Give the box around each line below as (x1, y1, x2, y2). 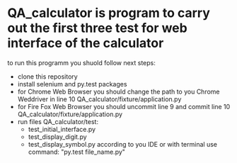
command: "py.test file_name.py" (28, 147, 126, 156)
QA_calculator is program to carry (7, 5, 211, 21)
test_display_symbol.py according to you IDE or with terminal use (28, 140, 218, 148)
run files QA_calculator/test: (17, 117, 99, 125)
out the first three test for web (7, 20, 187, 36)
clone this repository (17, 72, 78, 81)
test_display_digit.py (28, 133, 87, 141)
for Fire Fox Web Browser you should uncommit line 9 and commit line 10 (17, 102, 231, 111)
